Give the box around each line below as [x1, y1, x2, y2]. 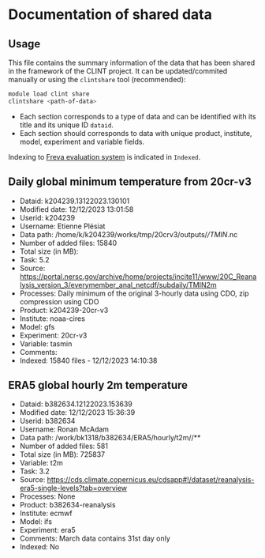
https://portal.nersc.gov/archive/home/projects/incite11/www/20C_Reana [19, 271, 257, 281]
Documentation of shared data [8, 6, 213, 24]
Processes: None [19, 492, 77, 501]
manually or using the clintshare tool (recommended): [8, 75, 186, 84]
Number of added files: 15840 [19, 238, 118, 247]
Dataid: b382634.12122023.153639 [19, 399, 132, 409]
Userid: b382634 [19, 417, 76, 426]
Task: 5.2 [19, 254, 50, 264]
